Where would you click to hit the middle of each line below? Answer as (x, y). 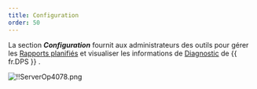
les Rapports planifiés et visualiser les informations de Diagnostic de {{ (123, 53)
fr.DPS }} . (24, 61)
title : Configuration (44, 15)
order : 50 (24, 23)
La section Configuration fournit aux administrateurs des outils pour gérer (128, 44)
